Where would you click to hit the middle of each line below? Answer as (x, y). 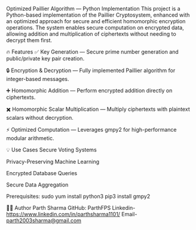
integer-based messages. (38, 79)
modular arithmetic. (30, 138)
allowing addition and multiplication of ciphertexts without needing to (91, 34)
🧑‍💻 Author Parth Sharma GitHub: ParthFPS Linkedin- (71, 208)
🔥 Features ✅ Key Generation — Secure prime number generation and (93, 52)
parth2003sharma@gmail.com (44, 220)
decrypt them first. (29, 40)
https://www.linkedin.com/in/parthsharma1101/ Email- (72, 214)
